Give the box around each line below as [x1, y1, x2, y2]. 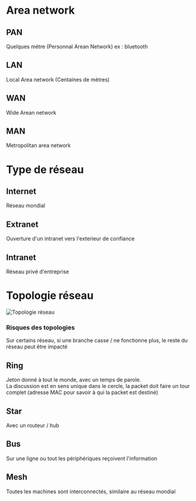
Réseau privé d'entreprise [6, 268, 69, 275]
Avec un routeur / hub [6, 421, 59, 428]
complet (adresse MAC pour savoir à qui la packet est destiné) [6, 389, 159, 396]
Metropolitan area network [6, 142, 71, 149]
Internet [6, 187, 37, 197]
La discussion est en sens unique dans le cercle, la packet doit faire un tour [6, 383, 190, 390]
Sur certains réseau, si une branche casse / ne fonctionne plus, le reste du [6, 337, 188, 344]
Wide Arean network [6, 109, 56, 116]
